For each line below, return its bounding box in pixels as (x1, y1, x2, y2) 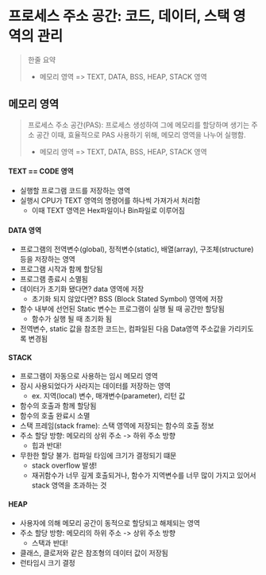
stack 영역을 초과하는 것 (31, 480, 107, 490)
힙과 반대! (31, 441, 62, 450)
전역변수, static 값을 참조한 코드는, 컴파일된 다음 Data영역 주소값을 (19, 324, 226, 334)
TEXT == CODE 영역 (8, 166, 74, 176)
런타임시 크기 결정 (19, 558, 75, 567)
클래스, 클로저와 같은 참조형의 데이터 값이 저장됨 (19, 548, 168, 558)
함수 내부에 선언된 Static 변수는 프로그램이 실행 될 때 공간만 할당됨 (19, 304, 225, 314)
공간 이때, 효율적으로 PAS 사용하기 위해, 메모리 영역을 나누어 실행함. (36, 130, 246, 139)
